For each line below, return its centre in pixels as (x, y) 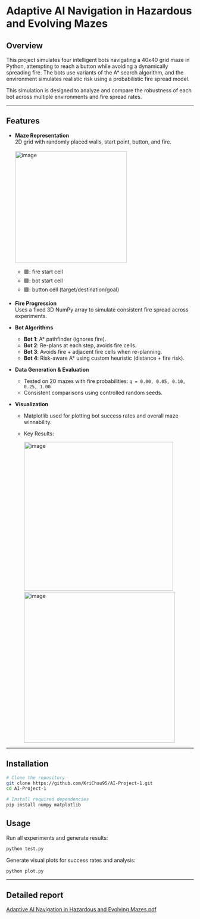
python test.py (25, 849)
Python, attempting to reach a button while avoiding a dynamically (87, 66)
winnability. (37, 422)
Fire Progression (36, 303)
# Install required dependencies (48, 799)
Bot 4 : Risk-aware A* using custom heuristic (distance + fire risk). (104, 358)
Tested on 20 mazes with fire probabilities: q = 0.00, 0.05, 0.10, (104, 381)
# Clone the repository (36, 778)
